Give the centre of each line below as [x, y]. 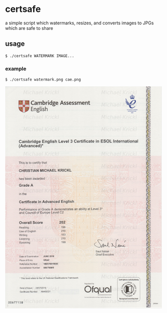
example [16, 69]
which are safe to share [29, 28]
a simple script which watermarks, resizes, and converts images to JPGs [80, 23]
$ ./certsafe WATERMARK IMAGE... [40, 56]
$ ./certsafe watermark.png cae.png [43, 79]
